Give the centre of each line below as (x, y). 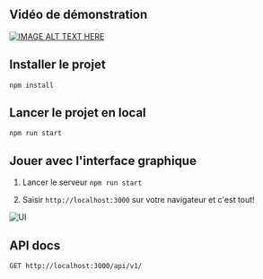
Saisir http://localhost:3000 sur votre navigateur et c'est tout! (138, 200)
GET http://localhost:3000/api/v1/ (76, 266)
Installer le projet (57, 65)
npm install (31, 85)
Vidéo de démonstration (79, 15)
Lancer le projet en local (78, 113)
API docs (35, 245)
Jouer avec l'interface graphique (103, 161)
